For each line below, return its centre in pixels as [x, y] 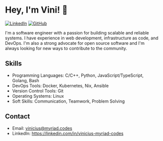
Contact [18, 116]
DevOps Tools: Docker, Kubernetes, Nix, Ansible [60, 86]
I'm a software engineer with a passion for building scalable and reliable [77, 33]
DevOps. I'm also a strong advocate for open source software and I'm [75, 43]
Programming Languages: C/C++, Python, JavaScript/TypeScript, [78, 75]
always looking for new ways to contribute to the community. [66, 48]
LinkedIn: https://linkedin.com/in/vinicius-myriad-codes [68, 133]
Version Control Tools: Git [38, 91]
